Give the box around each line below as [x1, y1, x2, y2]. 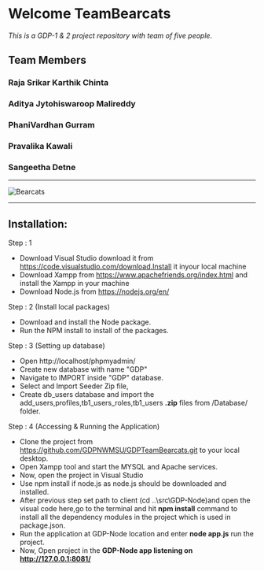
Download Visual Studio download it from [19, 254, 154, 263]
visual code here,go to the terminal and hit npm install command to [19, 504, 238, 514]
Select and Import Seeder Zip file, [19, 381, 129, 391]
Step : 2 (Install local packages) [8, 302, 110, 312]
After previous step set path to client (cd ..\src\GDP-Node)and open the [19, 495, 251, 505]
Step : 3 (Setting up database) [8, 341, 106, 350]
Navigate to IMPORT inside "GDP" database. [19, 373, 163, 383]
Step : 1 [8, 238, 32, 248]
